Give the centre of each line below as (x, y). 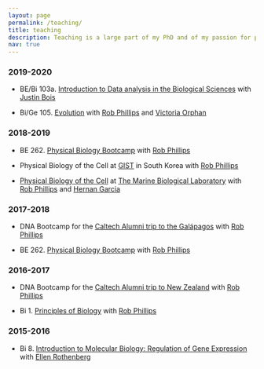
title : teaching (35, 30)
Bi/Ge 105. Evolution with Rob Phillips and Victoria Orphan (113, 113)
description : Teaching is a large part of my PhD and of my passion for (130, 37)
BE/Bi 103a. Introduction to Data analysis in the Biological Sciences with (135, 89)
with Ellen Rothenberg (55, 356)
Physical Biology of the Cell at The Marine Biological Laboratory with (130, 181)
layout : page (29, 15)
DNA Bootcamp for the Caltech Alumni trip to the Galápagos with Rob (132, 227)
